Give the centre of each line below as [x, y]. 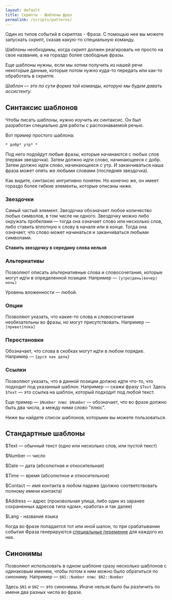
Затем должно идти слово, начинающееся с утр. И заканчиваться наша [84, 165]
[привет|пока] [21, 327]
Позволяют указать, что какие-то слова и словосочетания [70, 317]
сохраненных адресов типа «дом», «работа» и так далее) [69, 507]
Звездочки [20, 199]
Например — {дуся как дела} [38, 357]
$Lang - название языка [32, 516]
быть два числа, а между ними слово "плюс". [55, 407]
